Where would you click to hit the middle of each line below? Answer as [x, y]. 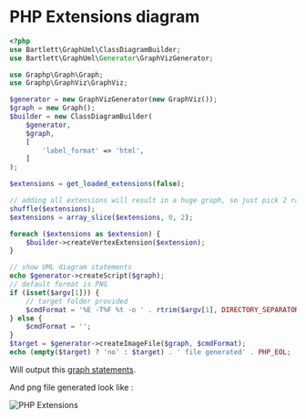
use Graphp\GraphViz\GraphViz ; [69, 83]
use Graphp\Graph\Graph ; [56, 75]
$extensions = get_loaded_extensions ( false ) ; [97, 184]
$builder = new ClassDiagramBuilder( [81, 117]
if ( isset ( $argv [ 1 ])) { [55, 293]
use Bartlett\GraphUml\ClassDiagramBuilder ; [95, 49]
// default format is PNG [58, 285]
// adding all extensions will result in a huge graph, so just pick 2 [148, 201]
